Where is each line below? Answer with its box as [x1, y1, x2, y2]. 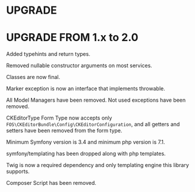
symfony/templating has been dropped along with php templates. [6, 150, 166, 158]
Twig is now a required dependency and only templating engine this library [6, 162, 189, 169]
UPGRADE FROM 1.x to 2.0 [6, 31, 139, 45]
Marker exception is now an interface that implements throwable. [6, 85, 165, 92]
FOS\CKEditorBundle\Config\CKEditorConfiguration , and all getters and [6, 121, 180, 128]
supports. [6, 168, 30, 175]
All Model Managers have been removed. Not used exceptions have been [6, 96, 186, 104]
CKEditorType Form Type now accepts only [6, 114, 112, 122]
